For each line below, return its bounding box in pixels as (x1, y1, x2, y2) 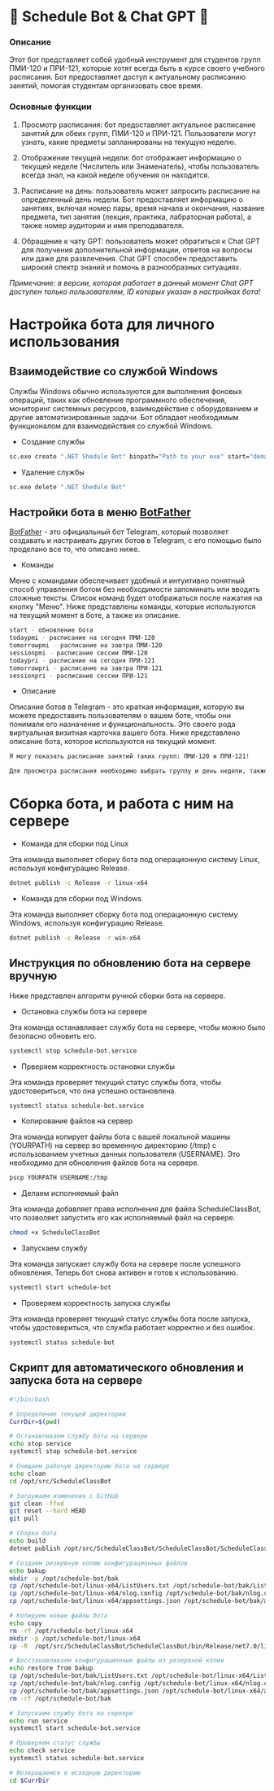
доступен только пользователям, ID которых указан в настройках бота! (9, 287, 261, 296)
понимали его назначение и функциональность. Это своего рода (9, 720, 236, 729)
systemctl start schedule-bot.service (9, 1724, 141, 1732)
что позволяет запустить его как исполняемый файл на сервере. (9, 1213, 236, 1223)
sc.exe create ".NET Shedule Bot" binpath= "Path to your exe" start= (9, 452, 250, 461)
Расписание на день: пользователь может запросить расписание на (20, 186, 261, 195)
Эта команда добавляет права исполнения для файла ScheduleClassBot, (9, 1204, 262, 1214)
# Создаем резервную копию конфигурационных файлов (9, 1559, 188, 1567)
